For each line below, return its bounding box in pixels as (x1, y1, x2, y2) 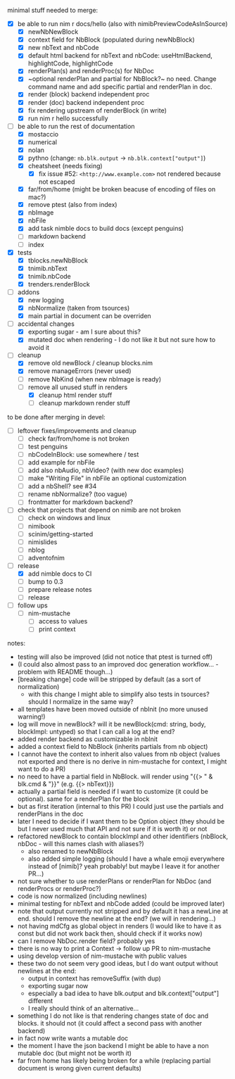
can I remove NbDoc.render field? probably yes (17, 937, 155, 945)
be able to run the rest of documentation (17, 122, 135, 130)
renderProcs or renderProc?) (17, 885, 102, 893)
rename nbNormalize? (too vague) (27, 490, 128, 498)
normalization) (17, 683, 60, 691)
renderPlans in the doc (17, 809, 84, 819)
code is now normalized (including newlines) (17, 892, 148, 900)
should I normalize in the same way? (27, 698, 134, 706)
